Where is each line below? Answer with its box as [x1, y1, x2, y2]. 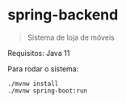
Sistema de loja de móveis [27, 32, 115, 42]
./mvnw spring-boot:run [7, 87, 88, 95]
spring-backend [7, 6, 119, 24]
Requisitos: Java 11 [7, 48, 70, 58]
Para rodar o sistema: [7, 63, 79, 74]
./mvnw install [7, 79, 59, 88]
